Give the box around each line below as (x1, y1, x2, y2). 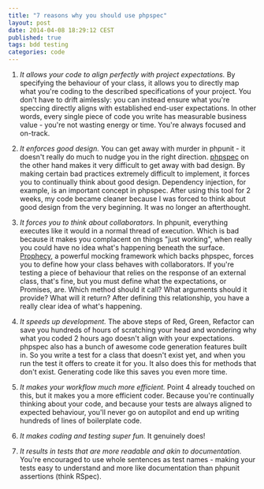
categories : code (8, 48, 65, 56)
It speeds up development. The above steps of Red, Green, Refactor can (19, 317, 255, 326)
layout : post (8, 19, 51, 27)
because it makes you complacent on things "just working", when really (19, 234, 252, 244)
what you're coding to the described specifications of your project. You (19, 87, 251, 95)
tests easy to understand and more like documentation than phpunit (19, 463, 240, 472)
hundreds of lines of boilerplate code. (19, 416, 142, 425)
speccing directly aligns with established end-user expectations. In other (19, 103, 257, 113)
